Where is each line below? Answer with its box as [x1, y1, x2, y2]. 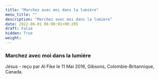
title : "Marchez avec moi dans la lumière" [5, 7, 99, 13]
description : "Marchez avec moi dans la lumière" [5, 17, 113, 22]
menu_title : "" [5, 12, 38, 17]
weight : [5, 36, 22, 41]
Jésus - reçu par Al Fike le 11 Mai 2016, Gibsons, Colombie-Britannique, [5, 63, 155, 69]
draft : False [5, 26, 33, 31]
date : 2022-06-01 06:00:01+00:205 [5, 21, 79, 27]
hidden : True [5, 31, 33, 36]
